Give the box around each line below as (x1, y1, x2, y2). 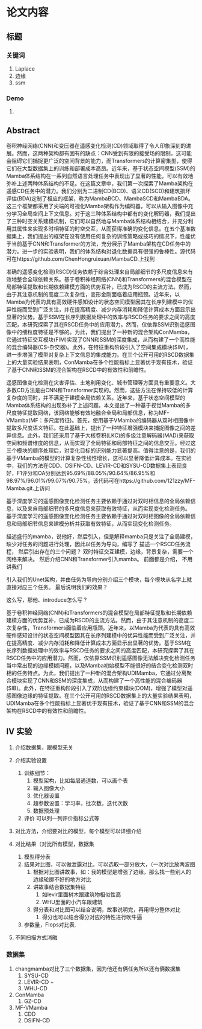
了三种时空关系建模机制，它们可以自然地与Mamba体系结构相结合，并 (6, 217, 178, 225)
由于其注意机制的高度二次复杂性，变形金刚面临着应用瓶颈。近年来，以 (6, 290, 180, 298)
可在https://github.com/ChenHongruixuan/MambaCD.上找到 (6, 255, 155, 263)
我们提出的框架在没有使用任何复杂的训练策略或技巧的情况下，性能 (26, 232, 191, 240)
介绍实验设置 (14, 756, 47, 763)
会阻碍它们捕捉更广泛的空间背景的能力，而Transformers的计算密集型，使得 (6, 157, 192, 164)
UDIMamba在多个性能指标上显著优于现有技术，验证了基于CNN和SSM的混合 (6, 699, 194, 707)
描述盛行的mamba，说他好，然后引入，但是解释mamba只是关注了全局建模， (6, 532, 196, 540)
